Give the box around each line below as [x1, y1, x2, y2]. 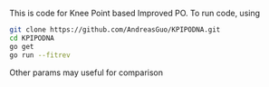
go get [9, 42, 34, 51]
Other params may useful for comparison [9, 67, 164, 78]
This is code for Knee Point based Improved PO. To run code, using [9, 8, 261, 18]
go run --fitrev [9, 50, 71, 60]
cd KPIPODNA [9, 34, 54, 43]
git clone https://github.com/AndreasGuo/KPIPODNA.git [9, 25, 221, 34]
